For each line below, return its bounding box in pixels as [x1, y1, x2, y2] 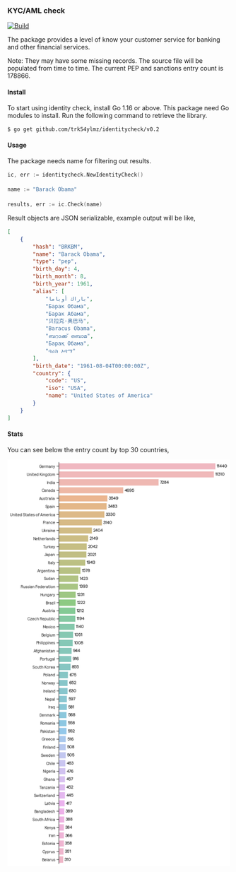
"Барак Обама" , [45, 302, 90, 310]
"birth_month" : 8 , [33, 273, 87, 281]
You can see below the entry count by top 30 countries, [7, 445, 170, 454]
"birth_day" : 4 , [33, 266, 81, 273]
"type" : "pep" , [33, 258, 78, 265]
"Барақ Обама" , [45, 340, 90, 348]
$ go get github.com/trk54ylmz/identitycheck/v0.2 [7, 126, 160, 133]
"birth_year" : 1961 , [33, 281, 93, 288]
